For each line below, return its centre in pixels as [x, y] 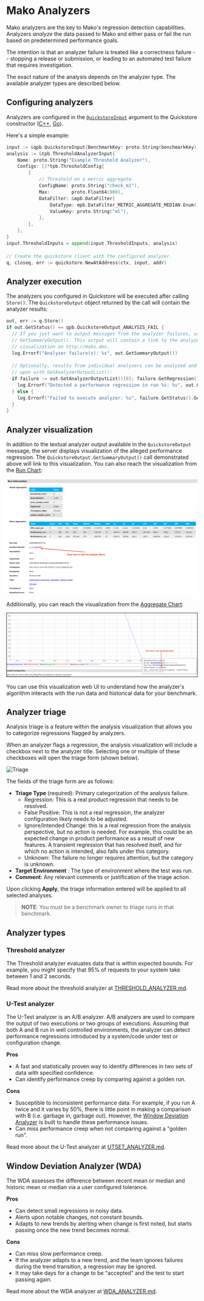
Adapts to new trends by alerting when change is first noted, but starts [104, 1224]
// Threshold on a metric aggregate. [87, 179]
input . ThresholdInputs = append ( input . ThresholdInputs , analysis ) [92, 243]
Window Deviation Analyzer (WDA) [74, 1166]
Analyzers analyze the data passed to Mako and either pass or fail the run [99, 33]
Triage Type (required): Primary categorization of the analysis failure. [102, 793]
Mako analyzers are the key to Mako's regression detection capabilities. [96, 27]
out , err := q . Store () [35, 321]
